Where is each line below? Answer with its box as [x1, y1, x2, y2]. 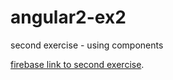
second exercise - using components [10, 39, 164, 51]
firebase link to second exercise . [10, 58, 145, 70]
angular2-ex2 [10, 6, 127, 29]
